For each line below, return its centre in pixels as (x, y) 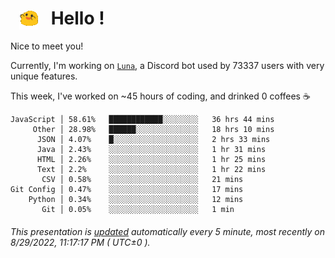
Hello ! (77, 18)
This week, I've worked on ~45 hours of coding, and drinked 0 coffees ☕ (160, 96)
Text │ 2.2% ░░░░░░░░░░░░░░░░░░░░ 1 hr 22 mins (151, 170)
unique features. (44, 76)
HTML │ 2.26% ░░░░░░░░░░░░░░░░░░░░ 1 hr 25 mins (151, 160)
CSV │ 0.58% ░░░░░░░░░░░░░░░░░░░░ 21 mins (142, 180)
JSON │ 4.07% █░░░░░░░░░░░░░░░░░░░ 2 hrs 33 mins (153, 140)
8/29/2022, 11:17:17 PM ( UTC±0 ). (80, 242)
